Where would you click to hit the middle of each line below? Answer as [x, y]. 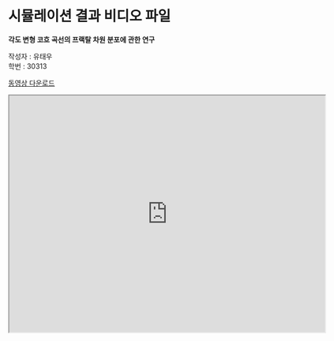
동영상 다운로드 [32, 83]
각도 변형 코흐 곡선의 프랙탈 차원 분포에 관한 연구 [82, 39]
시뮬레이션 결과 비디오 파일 [90, 16]
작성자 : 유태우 [30, 56]
